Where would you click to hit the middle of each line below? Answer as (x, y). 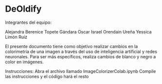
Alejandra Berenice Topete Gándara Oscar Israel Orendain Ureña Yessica (79, 32)
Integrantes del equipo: (29, 22)
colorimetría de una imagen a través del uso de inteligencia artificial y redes (81, 51)
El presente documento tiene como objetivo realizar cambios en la (71, 46)
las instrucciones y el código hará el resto (47, 76)
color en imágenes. (24, 62)
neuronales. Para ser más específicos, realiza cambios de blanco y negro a (81, 56)
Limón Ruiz (16, 37)
